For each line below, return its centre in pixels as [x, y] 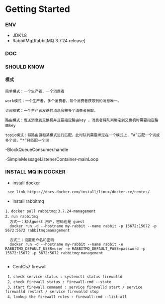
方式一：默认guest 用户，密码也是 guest [47, 222]
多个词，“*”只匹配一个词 [27, 140]
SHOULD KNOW [25, 67]
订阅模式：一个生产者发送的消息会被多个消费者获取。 [51, 110]
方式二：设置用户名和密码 [32, 240]
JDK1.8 [20, 35]
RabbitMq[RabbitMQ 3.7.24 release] [49, 41]
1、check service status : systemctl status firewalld [65, 277]
